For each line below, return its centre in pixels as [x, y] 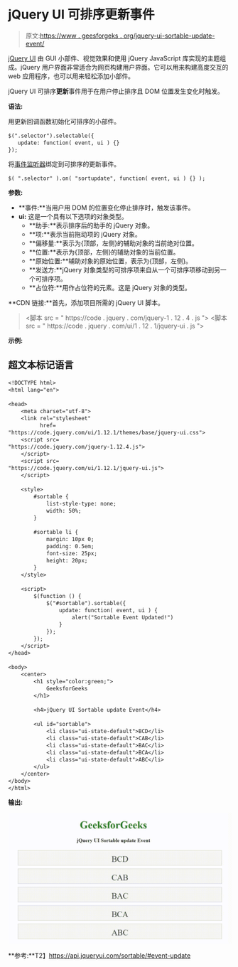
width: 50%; [64, 511]
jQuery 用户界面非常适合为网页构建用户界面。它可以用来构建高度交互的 [124, 67]
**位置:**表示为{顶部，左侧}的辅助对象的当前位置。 [104, 252]
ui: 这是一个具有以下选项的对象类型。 [73, 216]
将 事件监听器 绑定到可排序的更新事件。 [64, 164]
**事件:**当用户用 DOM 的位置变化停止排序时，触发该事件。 [106, 208]
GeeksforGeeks [67, 688]
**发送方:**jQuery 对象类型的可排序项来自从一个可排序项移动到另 [125, 269]
